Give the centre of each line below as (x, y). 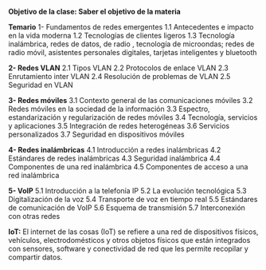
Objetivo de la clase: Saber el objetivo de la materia (94, 12)
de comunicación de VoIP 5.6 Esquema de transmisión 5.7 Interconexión (127, 208)
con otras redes (34, 216)
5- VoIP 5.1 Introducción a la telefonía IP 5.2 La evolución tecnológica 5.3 (127, 191)
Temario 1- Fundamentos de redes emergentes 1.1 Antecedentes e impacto (131, 27)
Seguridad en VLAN (41, 85)
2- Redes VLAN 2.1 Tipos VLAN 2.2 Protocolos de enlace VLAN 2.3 (119, 68)
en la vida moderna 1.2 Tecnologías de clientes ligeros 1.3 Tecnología (121, 36)
